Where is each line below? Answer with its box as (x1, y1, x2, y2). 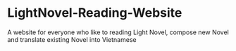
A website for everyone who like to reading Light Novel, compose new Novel (7, 28, 229, 36)
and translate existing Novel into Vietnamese (7, 35, 137, 43)
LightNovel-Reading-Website (7, 5, 182, 21)
